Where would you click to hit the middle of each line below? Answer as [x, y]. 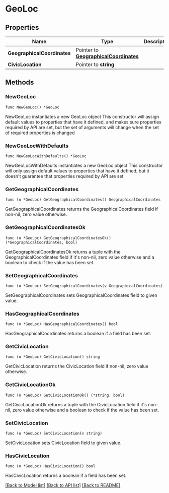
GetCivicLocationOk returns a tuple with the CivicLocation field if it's [76, 404]
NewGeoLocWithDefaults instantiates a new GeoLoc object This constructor [84, 165]
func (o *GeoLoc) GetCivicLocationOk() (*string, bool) [65, 395]
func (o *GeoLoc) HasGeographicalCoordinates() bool [62, 324]
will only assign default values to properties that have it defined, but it [77, 171]
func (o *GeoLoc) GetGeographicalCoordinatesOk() [58, 238]
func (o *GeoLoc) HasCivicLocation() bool [50, 466]
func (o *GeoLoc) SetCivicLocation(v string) [54, 434]
